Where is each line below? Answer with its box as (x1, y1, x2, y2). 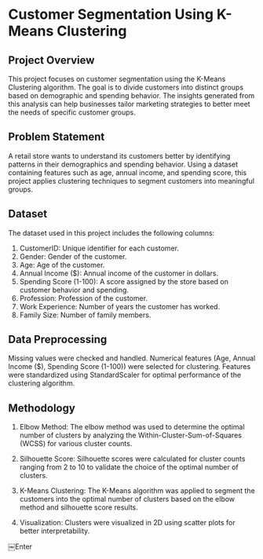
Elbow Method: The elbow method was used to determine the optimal (19, 422, 245, 432)
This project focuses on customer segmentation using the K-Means (8, 75, 226, 83)
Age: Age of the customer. (19, 260, 105, 269)
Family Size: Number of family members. (19, 310, 152, 320)
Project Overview (8, 53, 95, 67)
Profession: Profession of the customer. (19, 293, 148, 303)
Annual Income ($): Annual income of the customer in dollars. (19, 269, 219, 278)
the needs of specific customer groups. (8, 108, 136, 117)
